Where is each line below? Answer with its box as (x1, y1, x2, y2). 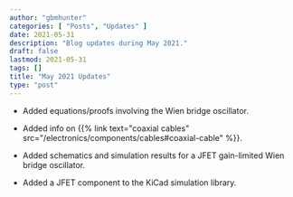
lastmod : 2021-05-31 (9, 55, 88, 64)
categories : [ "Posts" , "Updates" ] (9, 22, 147, 31)
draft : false (9, 47, 59, 56)
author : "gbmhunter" (9, 13, 88, 23)
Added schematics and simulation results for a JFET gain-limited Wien (22, 150, 285, 161)
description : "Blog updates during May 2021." (9, 38, 188, 48)
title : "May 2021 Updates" (9, 72, 111, 81)
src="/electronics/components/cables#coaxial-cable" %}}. (22, 132, 242, 143)
